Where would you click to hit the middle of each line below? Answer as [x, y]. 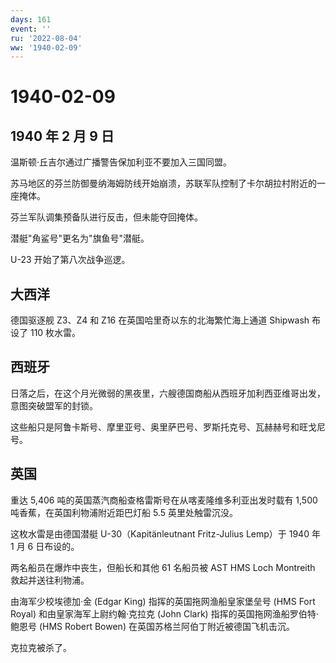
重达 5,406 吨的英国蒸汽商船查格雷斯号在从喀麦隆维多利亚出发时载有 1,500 [164, 500]
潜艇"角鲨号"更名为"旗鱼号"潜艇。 [80, 238]
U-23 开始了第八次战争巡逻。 [70, 260]
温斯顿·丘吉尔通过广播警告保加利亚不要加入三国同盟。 [121, 162]
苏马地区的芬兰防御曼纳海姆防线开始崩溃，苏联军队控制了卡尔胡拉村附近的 [163, 183]
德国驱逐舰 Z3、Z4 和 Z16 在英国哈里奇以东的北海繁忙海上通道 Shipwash [160, 320]
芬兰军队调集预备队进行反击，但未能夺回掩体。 [106, 217]
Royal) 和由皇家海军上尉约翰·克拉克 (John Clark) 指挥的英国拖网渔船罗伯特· [164, 613]
